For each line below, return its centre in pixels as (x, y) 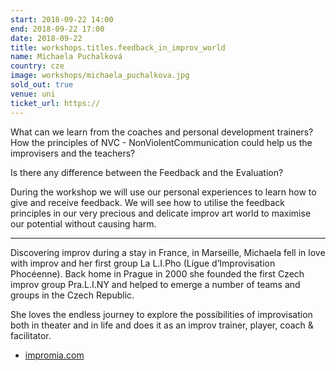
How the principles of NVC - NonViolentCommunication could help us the (161, 142)
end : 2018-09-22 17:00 (57, 29)
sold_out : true (42, 85)
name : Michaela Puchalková (66, 57)
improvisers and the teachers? (73, 153)
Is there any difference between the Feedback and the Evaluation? (147, 172)
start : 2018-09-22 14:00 (62, 19)
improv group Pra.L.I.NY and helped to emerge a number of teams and (155, 284)
